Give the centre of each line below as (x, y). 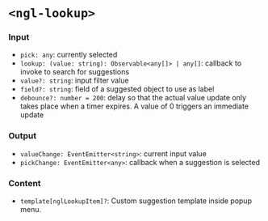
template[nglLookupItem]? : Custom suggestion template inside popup (136, 201)
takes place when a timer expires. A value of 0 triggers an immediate (134, 106)
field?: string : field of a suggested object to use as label (117, 89)
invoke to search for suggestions (75, 72)
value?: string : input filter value (74, 81)
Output (23, 136)
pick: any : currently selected (69, 55)
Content (25, 183)
